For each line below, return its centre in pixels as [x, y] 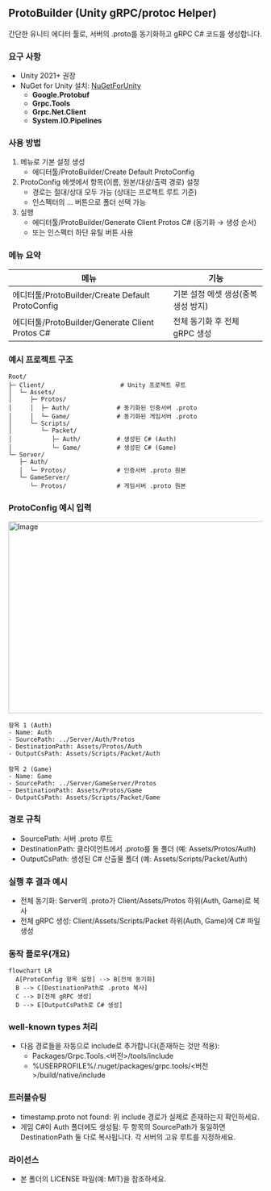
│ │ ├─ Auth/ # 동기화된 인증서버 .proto [103, 408]
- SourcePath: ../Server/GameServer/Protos [83, 784]
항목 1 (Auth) [30, 726]
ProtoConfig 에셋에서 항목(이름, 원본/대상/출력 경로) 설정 [110, 182]
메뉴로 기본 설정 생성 [52, 162]
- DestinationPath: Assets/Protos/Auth [75, 747]
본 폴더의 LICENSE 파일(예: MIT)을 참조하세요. [93, 1179]
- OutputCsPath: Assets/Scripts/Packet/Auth [84, 754]
